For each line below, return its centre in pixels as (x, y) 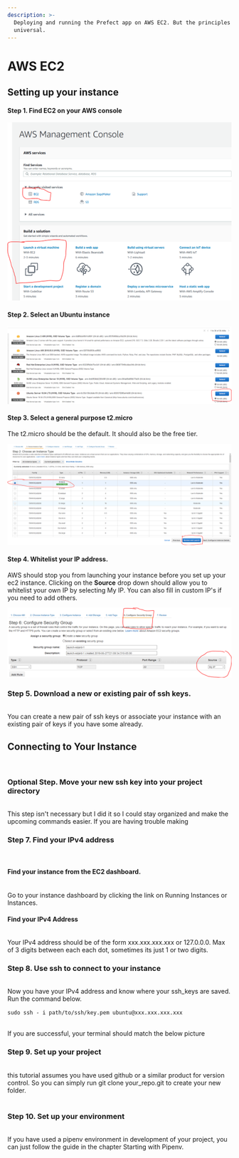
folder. (17, 1090)
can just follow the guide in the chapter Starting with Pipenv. (96, 1147)
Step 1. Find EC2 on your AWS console (65, 110)
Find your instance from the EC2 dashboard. (74, 872)
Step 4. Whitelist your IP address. (58, 559)
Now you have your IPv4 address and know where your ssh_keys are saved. (119, 992)
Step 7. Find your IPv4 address (61, 840)
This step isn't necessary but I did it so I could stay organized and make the (118, 814)
